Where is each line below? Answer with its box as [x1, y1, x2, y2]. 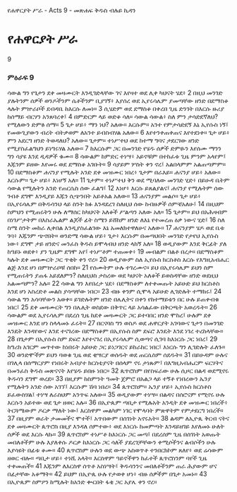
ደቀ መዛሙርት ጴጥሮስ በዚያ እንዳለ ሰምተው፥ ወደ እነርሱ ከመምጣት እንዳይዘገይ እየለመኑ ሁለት [7, 422, 224, 431]
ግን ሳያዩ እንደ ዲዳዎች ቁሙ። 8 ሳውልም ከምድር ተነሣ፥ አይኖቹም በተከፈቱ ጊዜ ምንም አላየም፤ [7, 152, 226, 161]
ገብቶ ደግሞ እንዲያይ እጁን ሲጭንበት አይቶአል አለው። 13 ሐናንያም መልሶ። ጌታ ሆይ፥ [7, 192, 201, 200]
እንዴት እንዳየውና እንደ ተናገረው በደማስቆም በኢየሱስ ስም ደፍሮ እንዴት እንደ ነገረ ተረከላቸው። [7, 327, 224, 335]
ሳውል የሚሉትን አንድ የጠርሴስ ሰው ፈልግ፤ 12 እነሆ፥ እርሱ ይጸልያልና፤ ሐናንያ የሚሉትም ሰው [7, 184, 224, 193]
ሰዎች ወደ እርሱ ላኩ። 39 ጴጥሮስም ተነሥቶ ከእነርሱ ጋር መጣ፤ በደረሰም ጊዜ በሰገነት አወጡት [7, 430, 221, 438]
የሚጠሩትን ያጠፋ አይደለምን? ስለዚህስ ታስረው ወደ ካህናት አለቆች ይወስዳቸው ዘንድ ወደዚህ [7, 271, 219, 280]
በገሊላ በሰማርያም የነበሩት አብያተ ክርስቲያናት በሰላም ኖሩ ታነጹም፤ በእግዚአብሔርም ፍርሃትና [7, 359, 224, 367]
